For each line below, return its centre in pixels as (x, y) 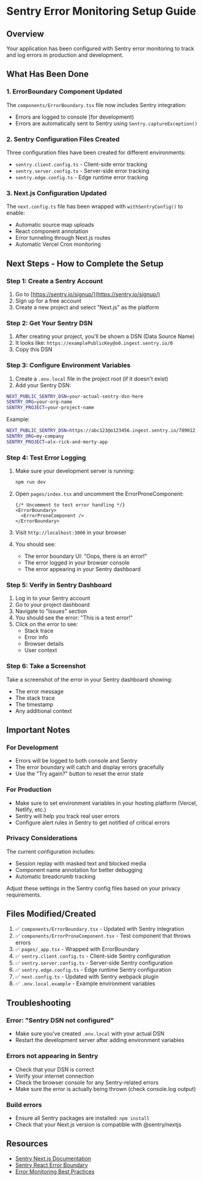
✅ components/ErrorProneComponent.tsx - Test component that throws (103, 935)
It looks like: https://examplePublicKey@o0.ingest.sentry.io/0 (94, 343)
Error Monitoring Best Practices (55, 1171)
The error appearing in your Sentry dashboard (83, 569)
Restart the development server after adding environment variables (100, 1040)
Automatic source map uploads (55, 225)
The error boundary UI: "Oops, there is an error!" (86, 556)
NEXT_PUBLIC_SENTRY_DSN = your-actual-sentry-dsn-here (75, 396)
